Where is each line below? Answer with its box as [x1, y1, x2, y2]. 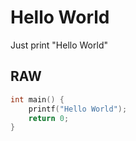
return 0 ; [28, 113, 70, 123]
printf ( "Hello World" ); [28, 104, 128, 114]
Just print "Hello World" [10, 39, 108, 51]
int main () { [10, 94, 65, 105]
